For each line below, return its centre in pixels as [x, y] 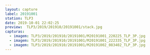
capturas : [15, 32]
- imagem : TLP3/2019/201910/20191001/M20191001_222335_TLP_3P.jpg [77, 41]
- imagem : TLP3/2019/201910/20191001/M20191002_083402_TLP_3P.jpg [77, 45]
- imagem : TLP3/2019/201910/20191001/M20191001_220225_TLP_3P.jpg [77, 36]
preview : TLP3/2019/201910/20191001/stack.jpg [54, 27]
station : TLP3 [19, 18]
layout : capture [21, 9]
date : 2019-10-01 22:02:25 [32, 23]
